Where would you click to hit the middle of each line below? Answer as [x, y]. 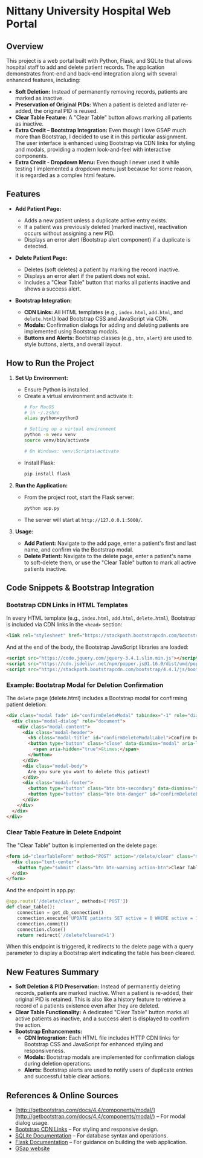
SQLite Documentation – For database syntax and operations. [91, 1136]
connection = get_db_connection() [60, 913]
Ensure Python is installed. [57, 389]
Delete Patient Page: [41, 257]
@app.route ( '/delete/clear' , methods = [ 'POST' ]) [67, 901]
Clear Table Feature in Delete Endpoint [64, 832]
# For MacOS [39, 407]
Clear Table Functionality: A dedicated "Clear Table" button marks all [102, 1012]
